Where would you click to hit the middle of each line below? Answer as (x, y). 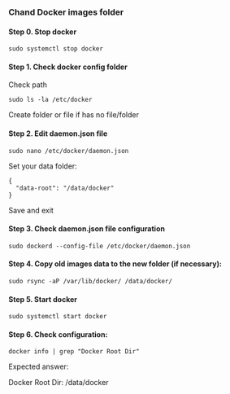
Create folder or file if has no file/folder (74, 115)
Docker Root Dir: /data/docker (59, 383)
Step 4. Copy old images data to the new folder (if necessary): (115, 264)
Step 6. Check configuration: (58, 334)
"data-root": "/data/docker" (65, 188)
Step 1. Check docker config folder (68, 67)
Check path (28, 85)
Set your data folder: (43, 166)
